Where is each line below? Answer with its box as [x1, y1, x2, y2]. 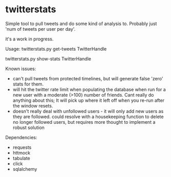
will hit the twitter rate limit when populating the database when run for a [12, 86, 166, 93]
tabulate [12, 155, 31, 161]
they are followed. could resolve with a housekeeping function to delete [12, 114, 164, 120]
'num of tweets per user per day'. [5, 26, 76, 32]
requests [12, 144, 32, 150]
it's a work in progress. [5, 36, 54, 42]
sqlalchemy [12, 166, 37, 172]
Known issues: [5, 65, 36, 72]
